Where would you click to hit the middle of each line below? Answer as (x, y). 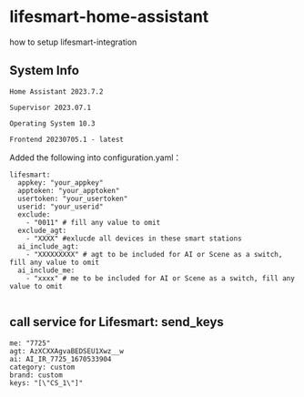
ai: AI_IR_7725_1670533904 (61, 359)
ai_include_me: (46, 270)
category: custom (42, 367)
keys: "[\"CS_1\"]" (46, 383)
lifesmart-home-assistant (109, 17)
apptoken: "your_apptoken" (69, 190)
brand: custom (36, 375)
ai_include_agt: (48, 246)
